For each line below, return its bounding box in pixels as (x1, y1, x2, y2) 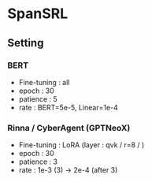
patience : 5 (18, 94, 58, 103)
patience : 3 (18, 157, 58, 166)
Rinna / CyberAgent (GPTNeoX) (7, 122, 131, 133)
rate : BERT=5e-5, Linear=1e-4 (18, 102, 119, 112)
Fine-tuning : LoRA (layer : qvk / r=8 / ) (18, 140, 145, 150)
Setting (7, 36, 44, 50)
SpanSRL (7, 5, 69, 23)
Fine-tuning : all (18, 77, 70, 87)
